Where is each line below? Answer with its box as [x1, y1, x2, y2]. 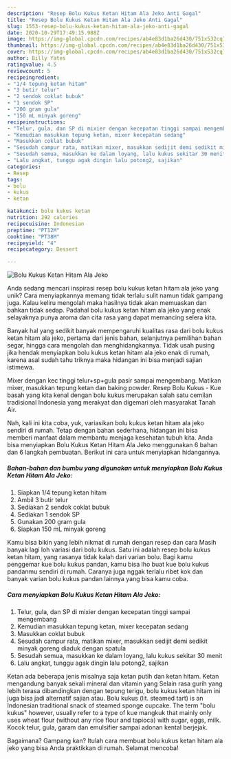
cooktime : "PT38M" [7, 233, 60, 240]
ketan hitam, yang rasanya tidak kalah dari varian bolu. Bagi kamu [7, 553, 193, 561]
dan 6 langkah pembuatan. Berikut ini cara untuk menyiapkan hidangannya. [7, 448, 221, 457]
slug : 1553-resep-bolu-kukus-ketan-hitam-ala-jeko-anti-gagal [7, 23, 189, 30]
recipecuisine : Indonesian [7, 220, 85, 227]
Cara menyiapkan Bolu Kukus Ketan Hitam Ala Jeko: [7, 590, 161, 598]
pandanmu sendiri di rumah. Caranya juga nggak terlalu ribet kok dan [7, 567, 203, 576]
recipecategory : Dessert [7, 246, 78, 253]
